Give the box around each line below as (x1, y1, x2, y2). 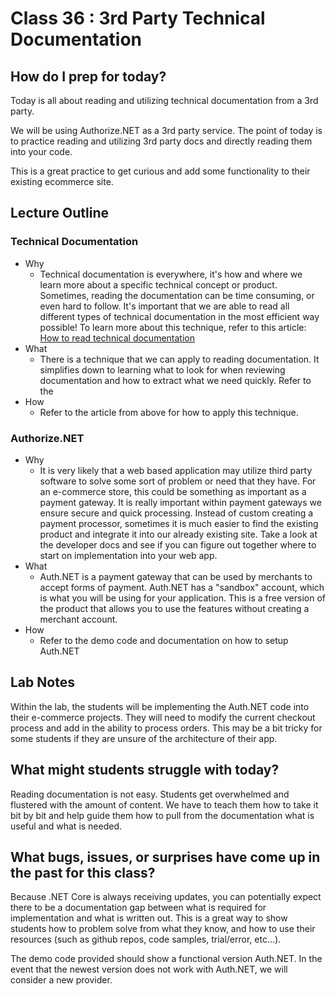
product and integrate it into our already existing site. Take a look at (39, 528, 318, 540)
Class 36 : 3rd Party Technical (10, 7, 266, 30)
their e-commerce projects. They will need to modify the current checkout (10, 711, 316, 723)
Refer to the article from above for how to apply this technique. (39, 406, 299, 418)
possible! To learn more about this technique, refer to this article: (39, 321, 307, 333)
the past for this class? (10, 865, 156, 881)
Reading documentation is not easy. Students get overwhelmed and (10, 788, 290, 800)
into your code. (10, 146, 73, 157)
